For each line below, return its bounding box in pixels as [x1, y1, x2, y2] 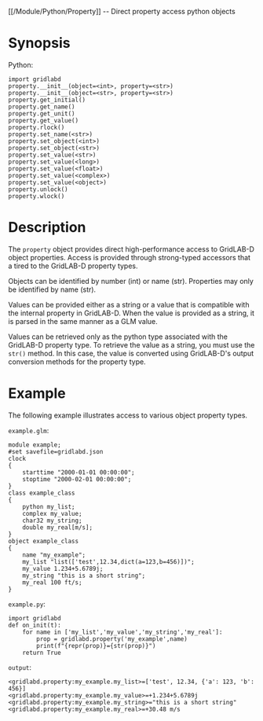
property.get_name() [8, 102, 76, 111]
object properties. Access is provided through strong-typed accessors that [8, 252, 251, 262]
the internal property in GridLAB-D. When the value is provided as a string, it [8, 308, 255, 318]
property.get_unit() [8, 109, 76, 117]
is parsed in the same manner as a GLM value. [8, 316, 159, 326]
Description [8, 219, 86, 237]
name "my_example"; [22, 550, 86, 559]
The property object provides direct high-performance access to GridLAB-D [8, 244, 255, 254]
